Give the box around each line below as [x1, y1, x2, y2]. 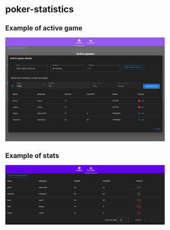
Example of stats [5, 151, 59, 160]
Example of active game [5, 24, 82, 32]
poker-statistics [5, 4, 74, 15]
